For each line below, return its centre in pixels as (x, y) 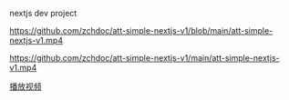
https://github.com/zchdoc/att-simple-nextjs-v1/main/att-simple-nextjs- (144, 58)
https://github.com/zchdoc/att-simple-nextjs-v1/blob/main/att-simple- (141, 30)
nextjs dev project (43, 13)
